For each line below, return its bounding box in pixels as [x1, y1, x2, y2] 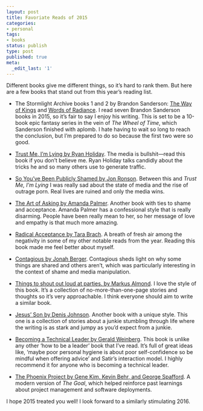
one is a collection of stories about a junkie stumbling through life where [14, 318, 195, 325]
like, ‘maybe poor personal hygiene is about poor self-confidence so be [14, 349, 193, 356]
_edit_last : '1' [11, 65, 53, 72]
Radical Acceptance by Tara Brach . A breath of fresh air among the [14, 231, 182, 238]
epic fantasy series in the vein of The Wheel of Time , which [29, 119, 177, 127]
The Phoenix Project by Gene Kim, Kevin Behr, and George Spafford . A [14, 373, 191, 381]
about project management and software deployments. [14, 386, 152, 393]
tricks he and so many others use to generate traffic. [14, 163, 146, 170]
